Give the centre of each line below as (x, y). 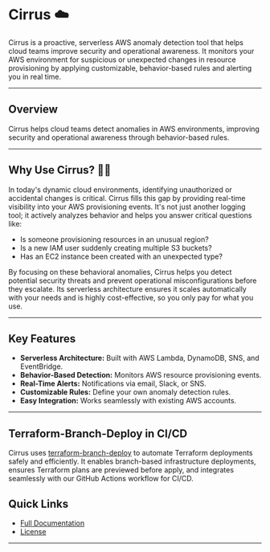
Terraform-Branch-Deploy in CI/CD (98, 433)
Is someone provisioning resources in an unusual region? (114, 239)
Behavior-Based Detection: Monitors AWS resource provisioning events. (141, 375)
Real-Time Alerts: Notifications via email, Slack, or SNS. (113, 384)
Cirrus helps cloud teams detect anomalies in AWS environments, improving (134, 129)
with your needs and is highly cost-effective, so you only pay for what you (131, 297)
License (33, 532)
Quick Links (39, 503)
